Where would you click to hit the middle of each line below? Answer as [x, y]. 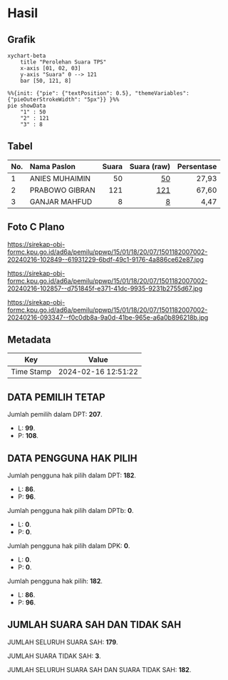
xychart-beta [27, 56]
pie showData [27, 106]
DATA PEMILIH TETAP [56, 397]
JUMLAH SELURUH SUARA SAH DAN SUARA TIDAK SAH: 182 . [99, 669]
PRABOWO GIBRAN [62, 190]
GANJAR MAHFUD [61, 201]
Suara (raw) [150, 166]
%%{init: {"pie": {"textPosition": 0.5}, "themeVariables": [99, 93]
